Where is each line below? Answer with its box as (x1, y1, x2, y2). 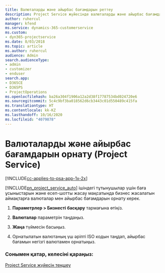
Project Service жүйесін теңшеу (5, 262, 71, 268)
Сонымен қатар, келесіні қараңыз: (5, 251, 94, 258)
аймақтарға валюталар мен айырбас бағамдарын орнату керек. (5, 195, 141, 201)
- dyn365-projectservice (5, 35, 56, 40)
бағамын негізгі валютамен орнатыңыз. (12, 239, 96, 244)
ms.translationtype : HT (5, 103, 54, 108)
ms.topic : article (5, 44, 43, 49)
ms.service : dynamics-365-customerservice (5, 26, 93, 30)
